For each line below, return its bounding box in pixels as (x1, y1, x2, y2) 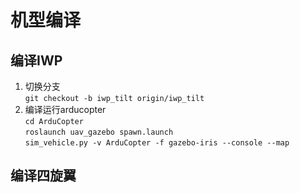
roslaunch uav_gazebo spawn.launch (24, 127, 174, 137)
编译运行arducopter (24, 104, 107, 115)
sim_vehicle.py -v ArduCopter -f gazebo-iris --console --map (24, 138, 290, 148)
